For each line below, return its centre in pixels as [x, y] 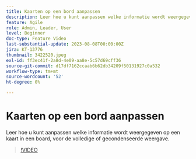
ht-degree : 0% [23, 82]
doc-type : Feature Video [36, 39]
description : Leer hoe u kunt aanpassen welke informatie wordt [86, 17]
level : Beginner [26, 33]
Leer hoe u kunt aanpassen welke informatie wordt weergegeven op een [93, 132]
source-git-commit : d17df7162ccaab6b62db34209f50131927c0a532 [83, 66]
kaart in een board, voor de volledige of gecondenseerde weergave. [88, 139]
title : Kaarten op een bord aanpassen [53, 11]
